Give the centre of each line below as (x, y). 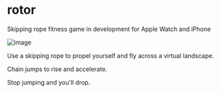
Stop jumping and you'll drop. (49, 82)
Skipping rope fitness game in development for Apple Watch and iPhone (109, 29)
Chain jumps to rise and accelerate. (57, 69)
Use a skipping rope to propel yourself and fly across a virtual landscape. (110, 55)
